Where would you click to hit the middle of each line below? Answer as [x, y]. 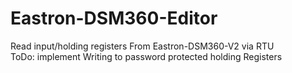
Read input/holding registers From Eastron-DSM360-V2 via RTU [142, 46]
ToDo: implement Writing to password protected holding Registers [146, 56]
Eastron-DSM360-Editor [114, 18]
